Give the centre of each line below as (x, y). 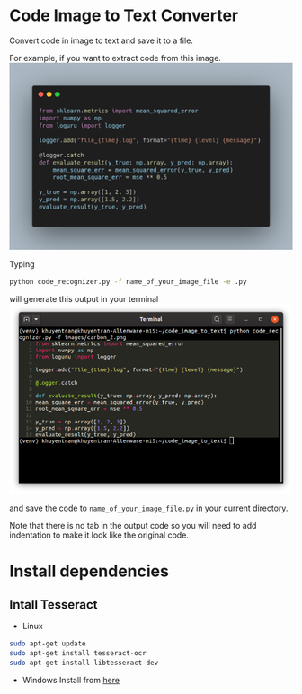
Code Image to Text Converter (124, 16)
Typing (22, 264)
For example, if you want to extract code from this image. (115, 58)
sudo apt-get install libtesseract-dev (84, 663)
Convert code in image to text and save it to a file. (101, 40)
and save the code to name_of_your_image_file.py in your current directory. (149, 508)
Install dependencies (89, 571)
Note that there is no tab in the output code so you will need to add (133, 525)
